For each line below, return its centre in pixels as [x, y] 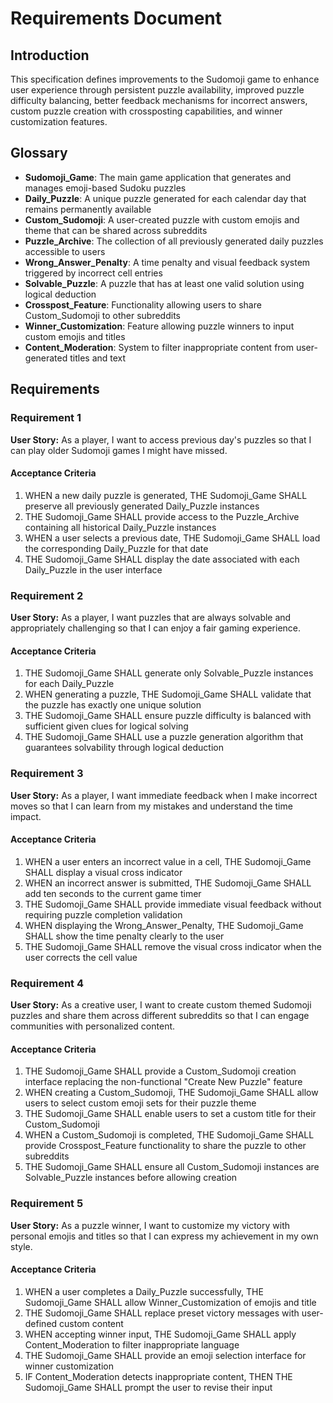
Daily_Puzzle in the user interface [93, 569]
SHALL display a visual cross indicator [103, 872]
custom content [91, 1323]
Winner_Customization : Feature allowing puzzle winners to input [159, 326]
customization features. [59, 121]
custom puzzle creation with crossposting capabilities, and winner [146, 111]
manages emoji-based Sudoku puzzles [105, 188]
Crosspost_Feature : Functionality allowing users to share [143, 304]
